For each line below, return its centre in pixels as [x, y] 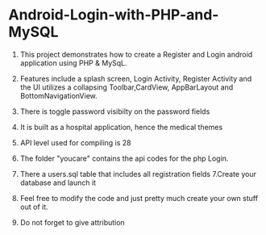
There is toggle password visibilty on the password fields [115, 111]
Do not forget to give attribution [72, 222]
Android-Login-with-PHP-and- [114, 15]
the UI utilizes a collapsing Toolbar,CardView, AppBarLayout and [127, 87]
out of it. [34, 207]
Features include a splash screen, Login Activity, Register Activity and [136, 78]
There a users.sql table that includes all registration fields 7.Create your [138, 174]
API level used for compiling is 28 [75, 142]
